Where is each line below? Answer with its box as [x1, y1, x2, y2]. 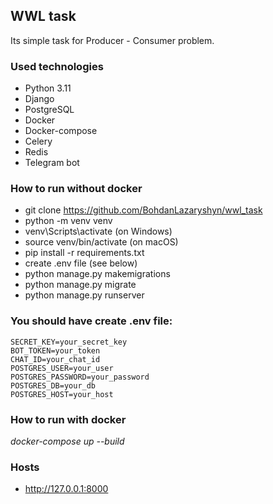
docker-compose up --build [10, 435, 125, 447]
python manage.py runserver [24, 289, 145, 301]
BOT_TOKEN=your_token [10, 345, 101, 356]
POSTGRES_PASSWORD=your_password [10, 372, 150, 382]
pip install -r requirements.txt [24, 247, 145, 259]
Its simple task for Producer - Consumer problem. [10, 34, 215, 46]
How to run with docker [10, 412, 127, 426]
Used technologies [10, 59, 104, 73]
